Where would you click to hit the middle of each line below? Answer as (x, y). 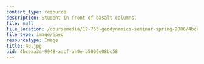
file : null (20, 23)
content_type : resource (36, 12)
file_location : (25, 29)
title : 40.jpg (24, 46)
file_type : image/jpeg (35, 35)
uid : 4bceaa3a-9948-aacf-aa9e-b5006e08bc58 (62, 52)
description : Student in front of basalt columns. (72, 18)
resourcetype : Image (32, 40)
